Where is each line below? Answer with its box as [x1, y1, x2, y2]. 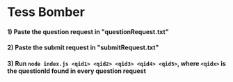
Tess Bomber [7, 4, 86, 20]
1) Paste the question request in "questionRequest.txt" [7, 27, 169, 35]
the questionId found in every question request [7, 67, 146, 75]
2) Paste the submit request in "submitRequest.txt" [7, 43, 159, 52]
